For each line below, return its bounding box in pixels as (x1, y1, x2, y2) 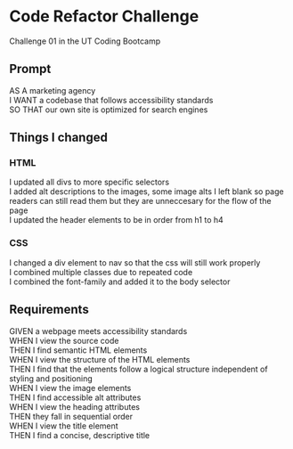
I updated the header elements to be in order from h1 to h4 (9, 215, 224, 225)
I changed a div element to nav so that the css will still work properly (9, 257, 261, 268)
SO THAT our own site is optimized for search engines (9, 104, 208, 115)
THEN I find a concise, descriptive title (9, 429, 151, 440)
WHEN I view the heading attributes (9, 401, 141, 412)
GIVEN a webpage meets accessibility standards (9, 325, 188, 336)
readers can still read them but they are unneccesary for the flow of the (9, 196, 272, 207)
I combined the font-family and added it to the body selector (9, 276, 231, 287)
